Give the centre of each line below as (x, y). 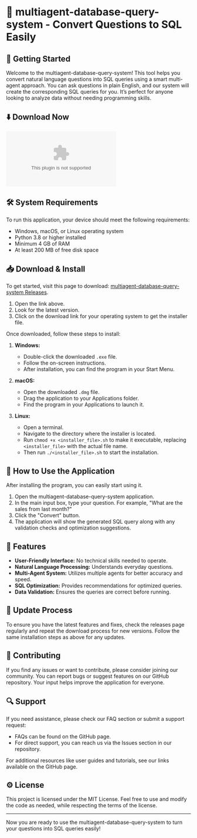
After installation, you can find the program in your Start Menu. (99, 369)
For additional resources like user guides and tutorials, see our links (88, 760)
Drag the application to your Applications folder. (81, 398)
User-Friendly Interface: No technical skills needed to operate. (91, 561)
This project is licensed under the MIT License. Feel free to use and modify (96, 799)
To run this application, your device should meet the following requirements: (98, 220)
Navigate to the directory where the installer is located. (90, 434)
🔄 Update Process (39, 610)
